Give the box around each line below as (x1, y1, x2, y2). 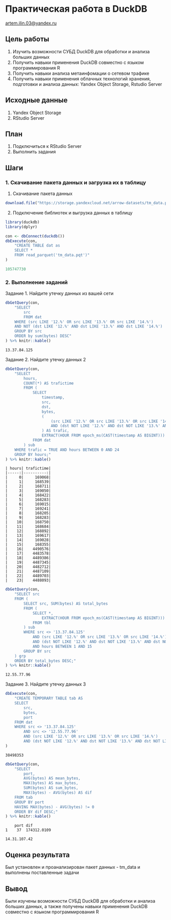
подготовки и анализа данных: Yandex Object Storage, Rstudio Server (12, 81, 162, 87)
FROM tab (14, 795, 33, 800)
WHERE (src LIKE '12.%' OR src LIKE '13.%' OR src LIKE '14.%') (14, 319, 154, 324)
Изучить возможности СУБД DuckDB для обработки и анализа (12, 48, 150, 54)
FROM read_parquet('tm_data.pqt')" (14, 253, 90, 258)
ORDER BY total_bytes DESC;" (14, 658, 76, 663)
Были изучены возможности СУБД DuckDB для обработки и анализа (5, 897, 156, 904)
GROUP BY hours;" (14, 452, 51, 457)
